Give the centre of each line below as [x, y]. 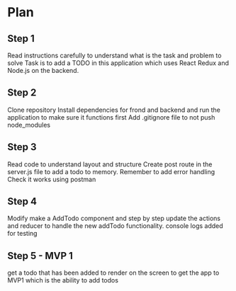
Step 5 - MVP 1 [40, 256]
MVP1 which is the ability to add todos [63, 280]
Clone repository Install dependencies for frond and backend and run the [114, 110]
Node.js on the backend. [43, 70]
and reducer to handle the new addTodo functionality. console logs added [115, 226]
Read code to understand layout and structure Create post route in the [110, 164]
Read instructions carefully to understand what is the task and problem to [114, 55]
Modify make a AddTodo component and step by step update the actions [114, 218]
